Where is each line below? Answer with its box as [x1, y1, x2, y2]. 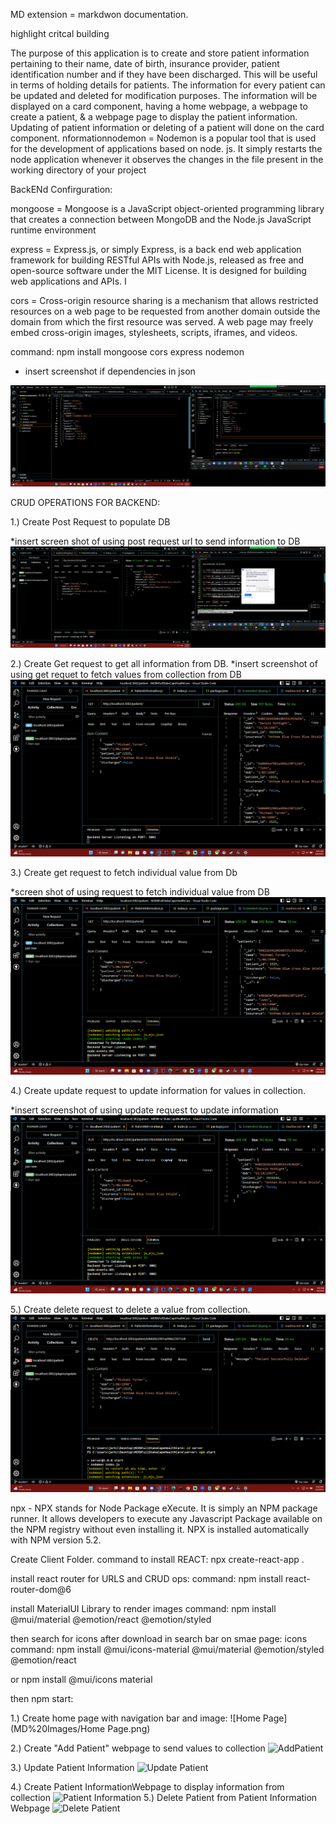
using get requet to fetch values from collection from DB [10, 668, 242, 680]
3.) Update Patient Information [10, 1761, 135, 1773]
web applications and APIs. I [10, 275, 127, 287]
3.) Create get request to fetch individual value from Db [10, 867, 238, 879]
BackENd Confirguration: [10, 184, 113, 195]
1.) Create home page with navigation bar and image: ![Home [10, 1712, 261, 1724]
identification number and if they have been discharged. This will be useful [10, 69, 318, 80]
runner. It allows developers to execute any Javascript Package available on [10, 1512, 323, 1524]
